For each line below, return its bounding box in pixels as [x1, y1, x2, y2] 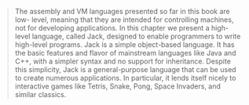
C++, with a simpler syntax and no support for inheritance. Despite [14, 56, 231, 66]
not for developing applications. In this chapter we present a [14, 24, 210, 32]
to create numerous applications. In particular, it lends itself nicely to [14, 74, 236, 82]
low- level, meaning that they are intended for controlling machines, [14, 15, 234, 24]
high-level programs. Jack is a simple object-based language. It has [14, 40, 235, 49]
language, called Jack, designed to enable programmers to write [31, 31, 241, 41]
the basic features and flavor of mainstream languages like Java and [14, 49, 236, 57]
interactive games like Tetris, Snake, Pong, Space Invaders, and [14, 81, 222, 91]
